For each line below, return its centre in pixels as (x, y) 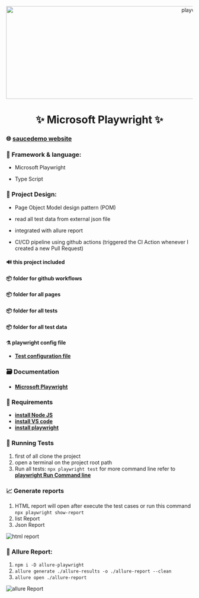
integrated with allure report (49, 230)
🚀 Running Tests (30, 443)
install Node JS (34, 415)
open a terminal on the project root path (63, 462)
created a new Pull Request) (49, 248)
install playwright (37, 428)
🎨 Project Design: (32, 194)
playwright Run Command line (53, 475)
